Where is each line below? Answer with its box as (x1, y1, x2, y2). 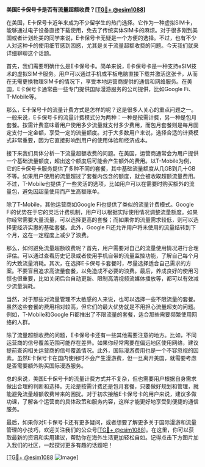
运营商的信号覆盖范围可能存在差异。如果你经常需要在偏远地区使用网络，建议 (6, 339, 199, 346)
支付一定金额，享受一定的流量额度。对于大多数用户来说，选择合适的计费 (11, 129, 193, 136)
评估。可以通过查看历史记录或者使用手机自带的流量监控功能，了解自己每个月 (6, 252, 199, 259)
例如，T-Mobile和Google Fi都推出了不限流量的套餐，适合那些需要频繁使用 (6, 311, 192, 318)
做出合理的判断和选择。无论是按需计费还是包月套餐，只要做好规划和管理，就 (6, 383, 199, 390)
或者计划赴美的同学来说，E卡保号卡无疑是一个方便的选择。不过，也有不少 (11, 34, 197, 42)
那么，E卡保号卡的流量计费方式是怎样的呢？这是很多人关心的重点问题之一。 (6, 106, 197, 113)
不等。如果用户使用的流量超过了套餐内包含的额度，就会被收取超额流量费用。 (6, 172, 199, 180)
